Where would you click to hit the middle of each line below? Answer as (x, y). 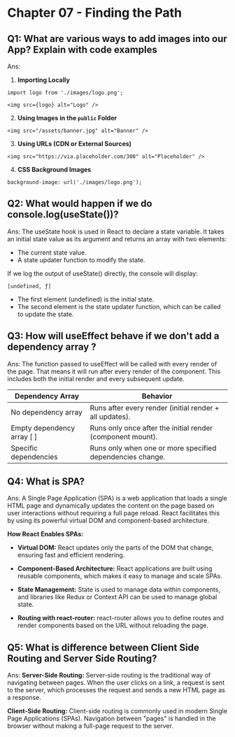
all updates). (110, 416)
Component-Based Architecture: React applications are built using (115, 568)
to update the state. (45, 314)
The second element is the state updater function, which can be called (119, 306)
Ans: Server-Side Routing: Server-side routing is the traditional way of (109, 675)
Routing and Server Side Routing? (82, 658)
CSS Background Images (54, 170)
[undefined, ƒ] (29, 286)
